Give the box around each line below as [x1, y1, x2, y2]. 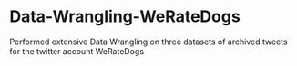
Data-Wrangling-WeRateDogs [9, 6, 241, 27]
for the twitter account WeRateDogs [9, 45, 144, 56]
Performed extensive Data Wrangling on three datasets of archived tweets [9, 36, 289, 47]
